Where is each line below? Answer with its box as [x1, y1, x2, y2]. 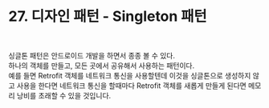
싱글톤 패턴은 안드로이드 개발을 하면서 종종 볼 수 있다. [8, 50, 175, 60]
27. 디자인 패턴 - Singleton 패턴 [8, 7, 207, 26]
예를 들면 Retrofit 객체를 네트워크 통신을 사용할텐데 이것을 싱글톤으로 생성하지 [8, 70, 251, 80]
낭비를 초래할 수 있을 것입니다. [16, 90, 112, 100]
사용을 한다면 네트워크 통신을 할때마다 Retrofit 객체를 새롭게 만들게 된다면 [16, 81, 247, 90]
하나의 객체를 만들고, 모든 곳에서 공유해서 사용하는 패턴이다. [8, 61, 195, 70]
